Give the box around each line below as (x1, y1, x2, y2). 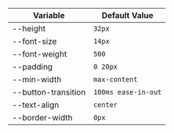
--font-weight (12, 49, 67, 59)
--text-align (12, 99, 60, 110)
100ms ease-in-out (92, 88, 162, 96)
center (92, 101, 118, 109)
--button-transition (12, 87, 86, 97)
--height (12, 23, 45, 34)
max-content (92, 75, 138, 84)
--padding (12, 62, 53, 72)
